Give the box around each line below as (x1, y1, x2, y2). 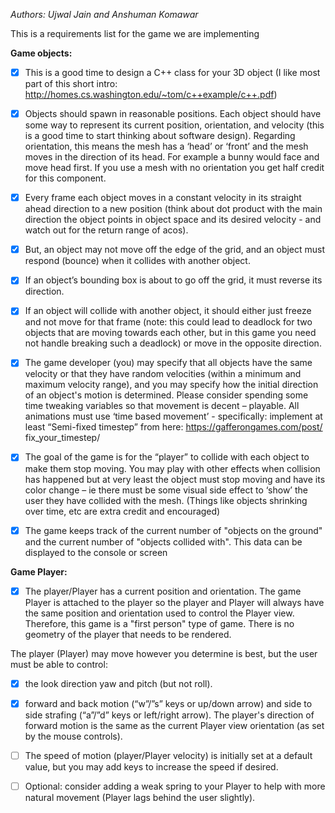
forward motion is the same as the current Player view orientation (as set (24, 719, 325, 731)
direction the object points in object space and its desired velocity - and (24, 214, 322, 226)
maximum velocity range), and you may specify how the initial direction (24, 379, 319, 391)
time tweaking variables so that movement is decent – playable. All (24, 400, 300, 412)
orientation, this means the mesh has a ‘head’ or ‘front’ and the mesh (24, 140, 309, 153)
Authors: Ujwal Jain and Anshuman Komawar (10, 9, 199, 20)
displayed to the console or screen (24, 546, 168, 558)
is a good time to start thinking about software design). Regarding (24, 130, 296, 142)
